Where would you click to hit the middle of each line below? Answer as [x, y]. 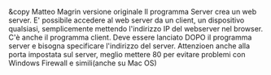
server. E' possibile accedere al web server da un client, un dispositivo [127, 20]
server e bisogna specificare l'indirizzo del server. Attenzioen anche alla [129, 46]
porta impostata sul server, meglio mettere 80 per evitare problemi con [127, 54]
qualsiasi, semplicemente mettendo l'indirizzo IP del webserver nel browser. [136, 29]
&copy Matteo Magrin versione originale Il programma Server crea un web [133, 12]
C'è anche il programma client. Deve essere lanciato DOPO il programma [130, 37]
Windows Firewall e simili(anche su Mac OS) [83, 63]
